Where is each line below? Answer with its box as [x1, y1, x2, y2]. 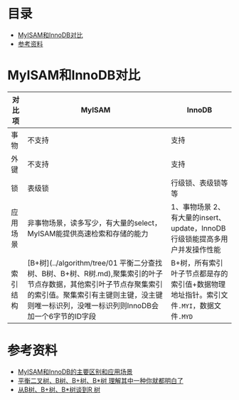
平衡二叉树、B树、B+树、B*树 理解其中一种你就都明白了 [17, 376, 184, 384]
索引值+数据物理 [170, 279, 226, 289]
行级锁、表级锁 [170, 178, 221, 188]
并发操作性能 [177, 244, 221, 254]
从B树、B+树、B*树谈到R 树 [17, 385, 101, 394]
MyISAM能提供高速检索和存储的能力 [27, 228, 149, 238]
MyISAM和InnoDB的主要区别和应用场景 [17, 367, 133, 376]
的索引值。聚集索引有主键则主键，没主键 [27, 290, 163, 300]
